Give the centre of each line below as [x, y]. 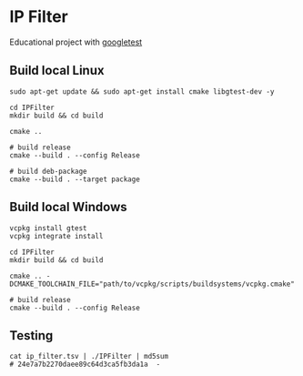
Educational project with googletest [76, 42]
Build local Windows [68, 207]
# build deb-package [49, 171]
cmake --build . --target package [75, 179]
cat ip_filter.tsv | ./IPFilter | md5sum [89, 357]
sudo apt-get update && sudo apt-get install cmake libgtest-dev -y [142, 91]
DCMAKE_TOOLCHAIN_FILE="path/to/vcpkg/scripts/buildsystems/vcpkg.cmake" [152, 284]
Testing [31, 335]
